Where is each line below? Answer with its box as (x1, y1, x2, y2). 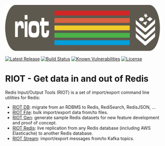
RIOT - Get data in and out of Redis (5, 73, 149, 85)
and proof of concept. (12, 119, 57, 125)
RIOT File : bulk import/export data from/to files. (12, 109, 108, 115)
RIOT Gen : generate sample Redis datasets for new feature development (12, 115, 160, 120)
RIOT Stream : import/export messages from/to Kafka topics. (12, 135, 134, 141)
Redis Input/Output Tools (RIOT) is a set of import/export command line (5, 89, 150, 95)
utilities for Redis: (5, 94, 40, 100)
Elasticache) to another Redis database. (12, 130, 94, 136)
